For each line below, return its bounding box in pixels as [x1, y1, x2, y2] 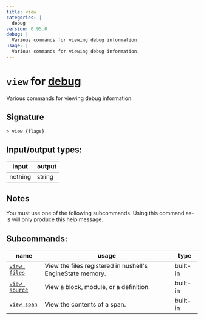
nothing [9, 173, 32, 181]
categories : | [6, 15, 42, 21]
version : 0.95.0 [6, 25, 47, 32]
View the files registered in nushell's [44, 261, 148, 270]
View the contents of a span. [44, 300, 126, 308]
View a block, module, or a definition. [44, 282, 151, 291]
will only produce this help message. [12, 216, 103, 223]
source [9, 286, 29, 293]
